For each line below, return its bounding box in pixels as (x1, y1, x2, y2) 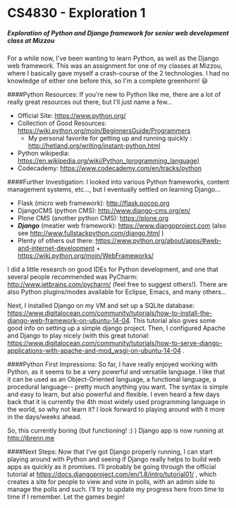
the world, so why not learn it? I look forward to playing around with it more (7, 405, 225, 414)
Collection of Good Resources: (17, 119, 107, 128)
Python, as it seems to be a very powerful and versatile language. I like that (7, 367, 225, 376)
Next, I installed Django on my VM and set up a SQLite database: (7, 302, 195, 310)
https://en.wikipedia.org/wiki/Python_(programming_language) (17, 157, 199, 165)
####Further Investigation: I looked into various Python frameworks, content (7, 178, 230, 187)
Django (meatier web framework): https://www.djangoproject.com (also (17, 221, 227, 230)
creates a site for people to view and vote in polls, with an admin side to (7, 478, 216, 486)
